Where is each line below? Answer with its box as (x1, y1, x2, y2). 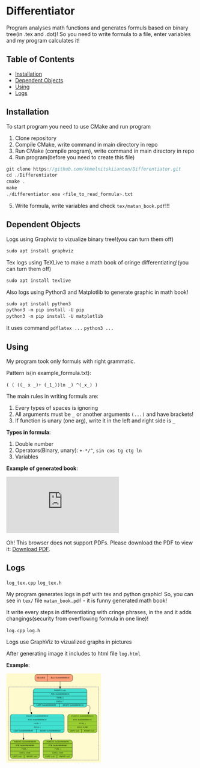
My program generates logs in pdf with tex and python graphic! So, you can (6, 590, 193, 597)
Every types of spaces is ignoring (14, 404, 98, 411)
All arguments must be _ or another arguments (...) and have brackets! (14, 410, 194, 418)
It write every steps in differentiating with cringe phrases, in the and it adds (6, 608, 192, 615)
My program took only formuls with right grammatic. (6, 358, 136, 365)
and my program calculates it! (6, 37, 80, 44)
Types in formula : (6, 428, 51, 436)
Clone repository (14, 134, 57, 142)
